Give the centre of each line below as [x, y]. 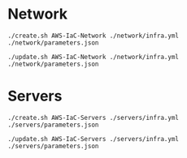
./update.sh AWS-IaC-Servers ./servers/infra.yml [93, 139]
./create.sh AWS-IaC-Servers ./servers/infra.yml [93, 117]
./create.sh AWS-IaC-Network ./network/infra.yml [93, 36]
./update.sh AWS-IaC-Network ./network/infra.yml [93, 57]
